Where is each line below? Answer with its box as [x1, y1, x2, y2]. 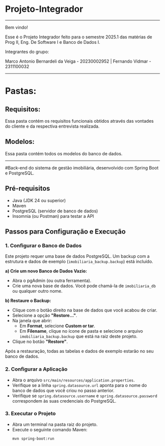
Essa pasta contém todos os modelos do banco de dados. [5, 150, 123, 156]
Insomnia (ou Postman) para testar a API [12, 213, 94, 219]
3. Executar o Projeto [5, 410, 56, 417]
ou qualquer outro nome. [12, 288, 63, 294]
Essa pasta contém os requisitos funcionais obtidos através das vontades [5, 118, 154, 124]
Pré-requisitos [5, 184, 51, 193]
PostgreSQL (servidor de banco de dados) [12, 208, 98, 214]
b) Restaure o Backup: [5, 298, 52, 304]
